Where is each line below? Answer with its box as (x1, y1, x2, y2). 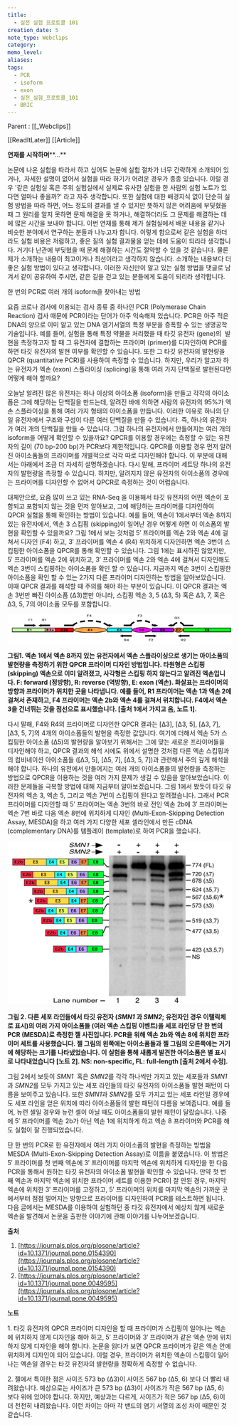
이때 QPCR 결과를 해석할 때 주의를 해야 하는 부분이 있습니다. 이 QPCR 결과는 (7, 582, 220, 591)
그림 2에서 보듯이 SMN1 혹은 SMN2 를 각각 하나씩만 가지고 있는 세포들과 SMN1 (7, 1072, 228, 1081)
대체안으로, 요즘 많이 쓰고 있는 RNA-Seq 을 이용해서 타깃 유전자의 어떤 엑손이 (7, 493, 222, 502)
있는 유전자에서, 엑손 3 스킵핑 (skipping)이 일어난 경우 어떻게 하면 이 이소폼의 (7, 520, 223, 528)
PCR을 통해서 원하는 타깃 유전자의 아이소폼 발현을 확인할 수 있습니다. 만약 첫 (7, 1167, 219, 1176)
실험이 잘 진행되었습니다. (14, 1125, 84, 1135)
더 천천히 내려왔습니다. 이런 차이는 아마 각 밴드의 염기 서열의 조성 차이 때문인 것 (7, 1402, 228, 1410)
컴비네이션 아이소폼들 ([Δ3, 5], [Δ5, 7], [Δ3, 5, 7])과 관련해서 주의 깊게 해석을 (14, 755, 229, 764)
